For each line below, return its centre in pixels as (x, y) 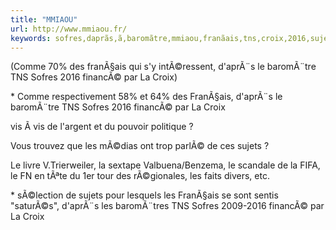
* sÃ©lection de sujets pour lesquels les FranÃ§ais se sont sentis (144, 195)
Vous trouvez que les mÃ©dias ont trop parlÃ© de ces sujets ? (140, 146)
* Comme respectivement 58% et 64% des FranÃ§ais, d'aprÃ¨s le (146, 97)
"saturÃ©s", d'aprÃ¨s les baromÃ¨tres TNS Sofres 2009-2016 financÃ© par (167, 206)
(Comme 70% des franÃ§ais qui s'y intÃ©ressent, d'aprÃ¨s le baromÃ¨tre (163, 67)
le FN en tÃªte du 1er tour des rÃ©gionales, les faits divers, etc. (140, 176)
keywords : (31, 38)
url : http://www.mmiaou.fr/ (69, 29)
